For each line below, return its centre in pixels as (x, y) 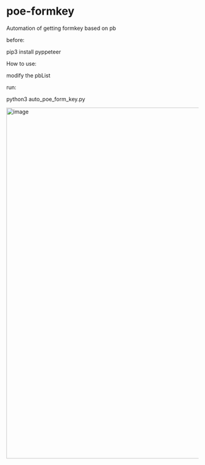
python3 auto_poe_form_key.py (46, 99)
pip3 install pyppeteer (34, 52)
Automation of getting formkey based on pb (61, 28)
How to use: (21, 63)
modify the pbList (28, 75)
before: (16, 40)
